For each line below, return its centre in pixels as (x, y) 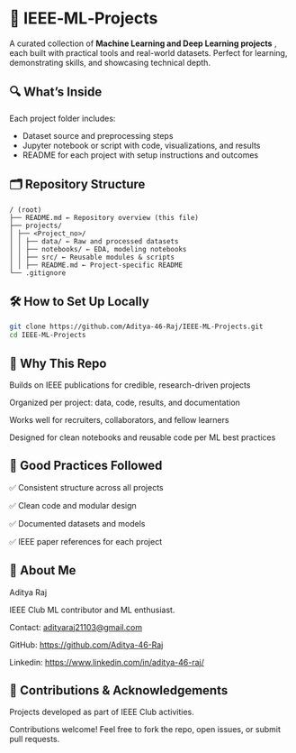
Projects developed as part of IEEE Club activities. (102, 712)
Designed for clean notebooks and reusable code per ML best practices (143, 437)
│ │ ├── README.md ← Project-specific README (96, 265)
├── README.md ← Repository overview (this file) (104, 217)
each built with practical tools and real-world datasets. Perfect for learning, (148, 52)
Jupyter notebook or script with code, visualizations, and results (141, 145)
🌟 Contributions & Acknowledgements (119, 690)
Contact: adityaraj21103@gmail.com (76, 627)
